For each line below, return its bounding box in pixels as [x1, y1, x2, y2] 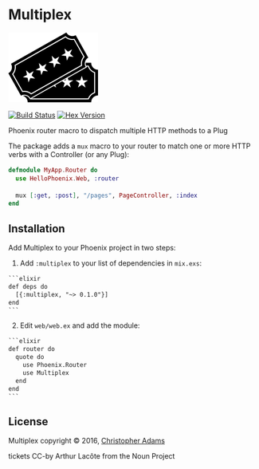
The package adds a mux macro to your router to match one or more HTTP [8, 141, 251, 151]
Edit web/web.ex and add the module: [19, 321, 140, 330]
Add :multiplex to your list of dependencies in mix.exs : [19, 258, 202, 268]
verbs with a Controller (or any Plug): [8, 149, 130, 159]
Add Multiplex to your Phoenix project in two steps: [8, 243, 176, 253]
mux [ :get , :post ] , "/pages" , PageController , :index [15, 191, 198, 199]
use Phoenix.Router [22, 361, 88, 369]
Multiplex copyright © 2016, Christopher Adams [8, 436, 166, 445]
